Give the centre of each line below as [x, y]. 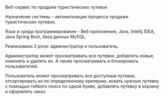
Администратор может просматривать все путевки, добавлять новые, [80, 56]
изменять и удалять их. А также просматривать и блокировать [72, 61]
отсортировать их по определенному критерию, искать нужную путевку [82, 81]
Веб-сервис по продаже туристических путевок [56, 7]
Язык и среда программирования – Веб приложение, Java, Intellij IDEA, [80, 31]
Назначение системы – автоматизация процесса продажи [67, 16]
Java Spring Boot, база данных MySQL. [46, 37]
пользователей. [22, 66]
